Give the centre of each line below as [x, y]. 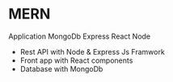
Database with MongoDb [61, 68]
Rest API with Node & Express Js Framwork [93, 51]
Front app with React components [76, 60]
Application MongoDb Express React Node [80, 36]
